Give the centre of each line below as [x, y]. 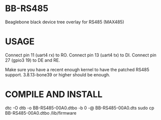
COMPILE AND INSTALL [54, 94]
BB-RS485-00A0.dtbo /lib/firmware [41, 113]
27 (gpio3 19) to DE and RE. [32, 60]
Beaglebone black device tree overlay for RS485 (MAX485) [65, 22]
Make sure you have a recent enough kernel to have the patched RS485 [77, 69]
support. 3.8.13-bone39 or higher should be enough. [58, 75]
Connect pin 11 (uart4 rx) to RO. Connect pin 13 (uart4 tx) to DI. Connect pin [81, 55]
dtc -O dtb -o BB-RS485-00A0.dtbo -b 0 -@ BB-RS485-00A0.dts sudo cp [80, 108]
